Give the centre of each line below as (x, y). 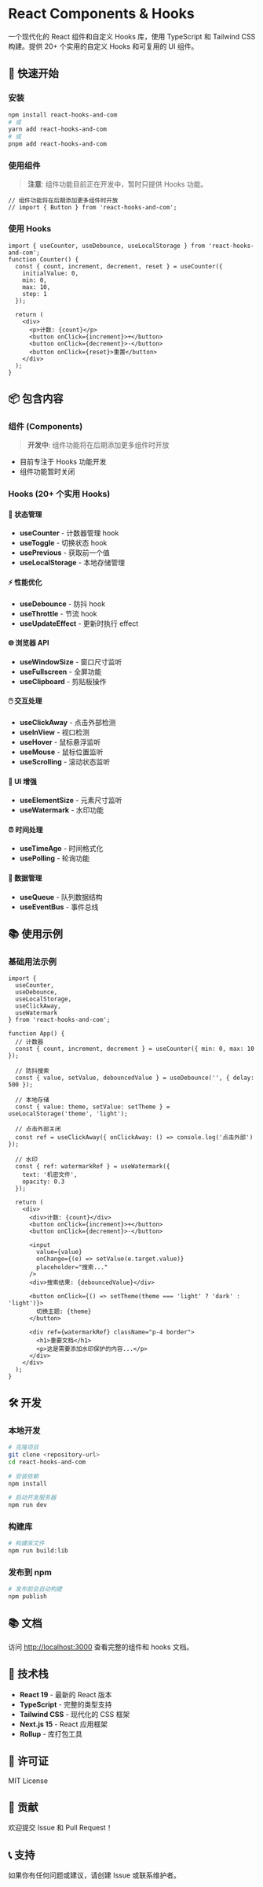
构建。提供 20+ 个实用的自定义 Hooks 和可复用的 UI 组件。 (103, 46)
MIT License (28, 1781)
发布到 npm (30, 1573)
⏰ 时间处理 (26, 829)
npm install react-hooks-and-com (63, 115)
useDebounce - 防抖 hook (62, 604)
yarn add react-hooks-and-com (58, 129)
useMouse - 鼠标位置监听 (61, 752)
